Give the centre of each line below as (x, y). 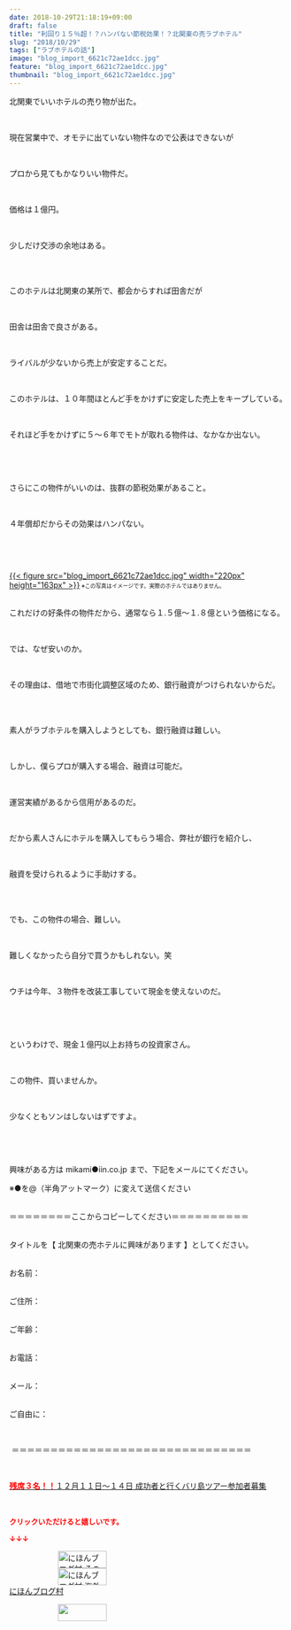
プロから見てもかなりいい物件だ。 (71, 173)
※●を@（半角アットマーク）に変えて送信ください (100, 1188)
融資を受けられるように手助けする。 (75, 874)
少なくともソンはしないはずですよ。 (75, 1116)
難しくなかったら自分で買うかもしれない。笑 (91, 955)
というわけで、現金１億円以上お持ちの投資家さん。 (102, 1044)
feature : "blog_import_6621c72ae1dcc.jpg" (88, 67)
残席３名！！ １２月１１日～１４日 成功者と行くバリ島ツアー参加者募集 (138, 1486)
